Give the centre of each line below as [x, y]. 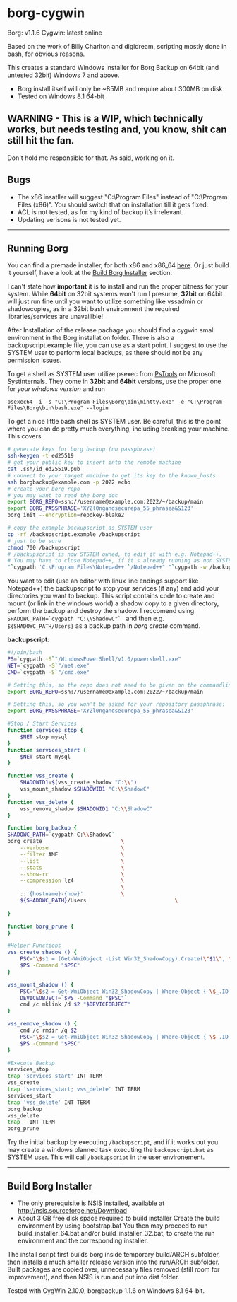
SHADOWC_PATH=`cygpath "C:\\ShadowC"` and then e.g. [86, 618]
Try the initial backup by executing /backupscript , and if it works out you [113, 1142]
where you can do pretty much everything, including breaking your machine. [119, 429]
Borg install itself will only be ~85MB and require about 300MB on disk [120, 88]
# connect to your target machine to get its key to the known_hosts [112, 475]
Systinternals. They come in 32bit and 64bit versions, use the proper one [114, 382]
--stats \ [72, 868]
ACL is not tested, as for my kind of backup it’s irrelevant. [101, 212]
